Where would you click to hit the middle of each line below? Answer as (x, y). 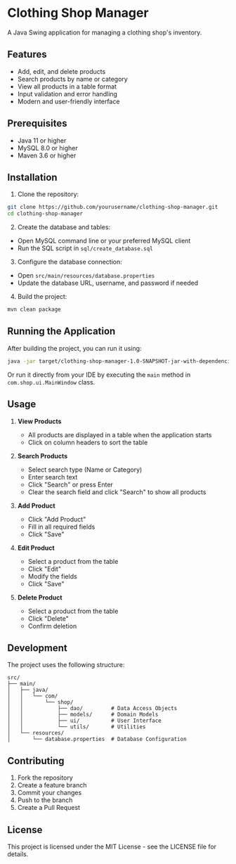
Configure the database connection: (70, 262)
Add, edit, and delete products (61, 71)
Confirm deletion (52, 626)
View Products (39, 421)
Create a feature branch (52, 785)
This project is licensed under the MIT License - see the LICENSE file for (112, 846)
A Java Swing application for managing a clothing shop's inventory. (105, 32)
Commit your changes (50, 793)
